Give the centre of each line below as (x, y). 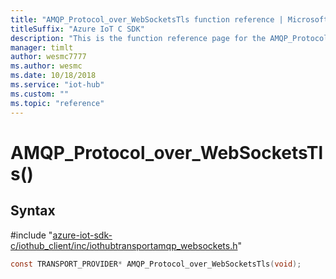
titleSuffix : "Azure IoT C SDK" (77, 29)
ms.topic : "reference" (57, 103)
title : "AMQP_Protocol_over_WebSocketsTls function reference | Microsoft (169, 19)
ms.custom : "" (40, 94)
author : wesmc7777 (48, 57)
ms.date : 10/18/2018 (53, 76)
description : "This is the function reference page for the (138, 38)
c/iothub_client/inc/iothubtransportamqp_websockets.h (124, 245)
